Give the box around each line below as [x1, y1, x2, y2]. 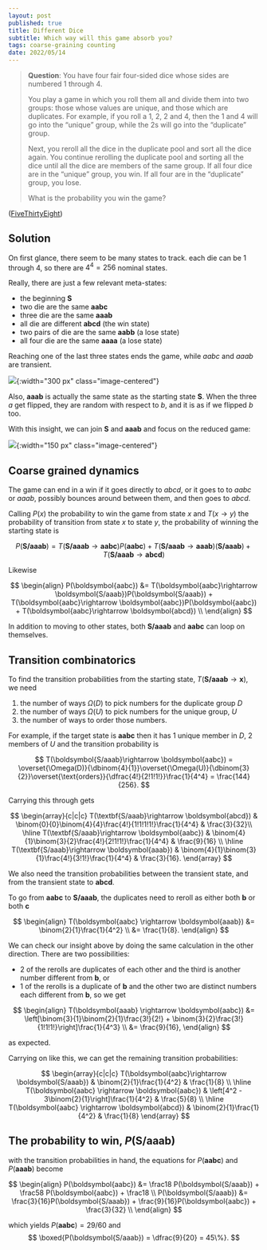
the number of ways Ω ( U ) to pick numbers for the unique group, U [19, 707, 238, 716]
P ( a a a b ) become [8, 1164, 64, 1173]
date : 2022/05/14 [8, 49, 66, 57]
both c [8, 901, 30, 911]
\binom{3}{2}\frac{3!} [171, 1014, 244, 1023]
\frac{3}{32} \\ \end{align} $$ [85, 1205, 183, 1214]
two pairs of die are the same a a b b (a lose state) [19, 328, 180, 337]
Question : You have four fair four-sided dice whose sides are [27, 71, 230, 80]
